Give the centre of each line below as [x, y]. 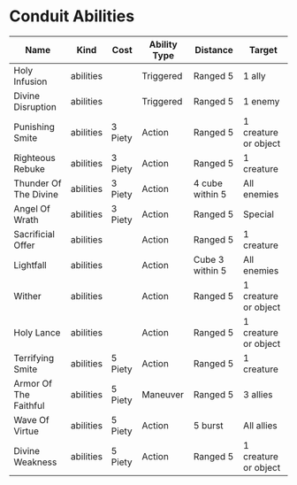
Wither [27, 296]
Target [263, 50]
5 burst [208, 425]
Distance [214, 50]
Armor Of [33, 383]
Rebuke [30, 168]
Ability [164, 44]
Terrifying [34, 358]
